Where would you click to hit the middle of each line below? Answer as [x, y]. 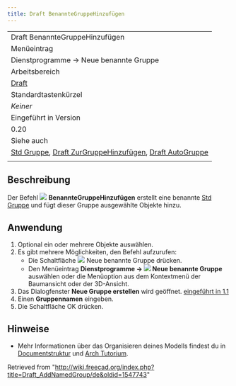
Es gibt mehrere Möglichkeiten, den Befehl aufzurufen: [97, 252]
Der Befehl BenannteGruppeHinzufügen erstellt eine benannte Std [110, 198]
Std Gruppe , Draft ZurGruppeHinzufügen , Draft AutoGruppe [110, 152]
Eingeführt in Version [46, 118]
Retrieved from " [31, 367]
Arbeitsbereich [35, 72]
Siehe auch [29, 140]
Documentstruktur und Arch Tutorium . [73, 353]
